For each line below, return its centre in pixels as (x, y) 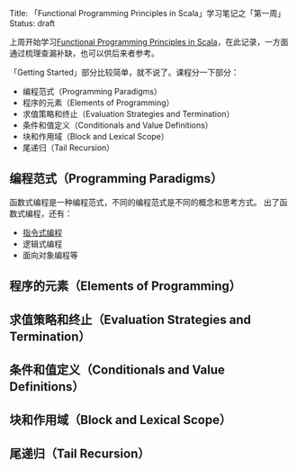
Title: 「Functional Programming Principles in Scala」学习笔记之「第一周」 (148, 13)
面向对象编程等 (50, 255)
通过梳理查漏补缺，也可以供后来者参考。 (84, 53)
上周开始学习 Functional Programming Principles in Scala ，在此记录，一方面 (149, 42)
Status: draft (32, 23)
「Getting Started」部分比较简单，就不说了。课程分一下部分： (125, 72)
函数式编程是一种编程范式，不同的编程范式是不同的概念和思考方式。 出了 (144, 202)
